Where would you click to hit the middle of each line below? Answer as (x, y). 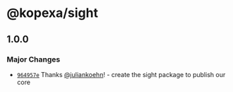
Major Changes (34, 59)
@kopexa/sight (52, 13)
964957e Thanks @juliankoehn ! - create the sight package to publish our (121, 74)
